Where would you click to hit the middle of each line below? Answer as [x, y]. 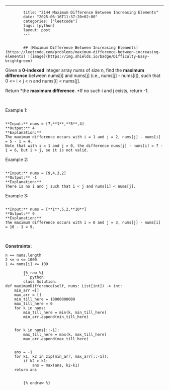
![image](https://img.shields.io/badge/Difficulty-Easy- [89, 56]
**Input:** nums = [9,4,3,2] [36, 173]
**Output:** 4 [20, 128]
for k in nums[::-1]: [37, 330]
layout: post [37, 30]
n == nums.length [23, 255]
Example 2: [17, 160]
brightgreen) [19, 61]
